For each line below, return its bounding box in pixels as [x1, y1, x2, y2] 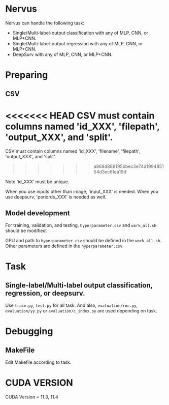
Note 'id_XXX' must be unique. [5, 179, 70, 185]
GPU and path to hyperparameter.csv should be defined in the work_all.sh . [5, 238, 161, 244]
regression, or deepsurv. [5, 288, 85, 298]
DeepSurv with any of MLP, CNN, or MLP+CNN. [12, 51, 113, 57]
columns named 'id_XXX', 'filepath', [5, 121, 160, 132]
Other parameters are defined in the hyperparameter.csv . [5, 243, 124, 249]
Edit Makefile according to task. [5, 359, 72, 365]
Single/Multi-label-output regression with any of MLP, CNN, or [12, 40, 143, 46]
